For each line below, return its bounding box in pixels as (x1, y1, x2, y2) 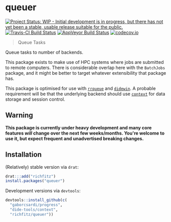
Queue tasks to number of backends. (5, 49, 83, 55)
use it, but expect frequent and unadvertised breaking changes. (5, 135, 144, 142)
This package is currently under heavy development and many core (5, 124, 152, 130)
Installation (5, 150, 42, 159)
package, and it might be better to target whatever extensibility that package (5, 70, 166, 76)
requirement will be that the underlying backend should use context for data (5, 91, 165, 97)
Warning (5, 111, 33, 120)
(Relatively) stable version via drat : (5, 164, 79, 170)
